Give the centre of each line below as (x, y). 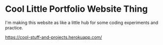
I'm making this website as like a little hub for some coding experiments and (82, 22)
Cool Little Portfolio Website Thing (77, 9)
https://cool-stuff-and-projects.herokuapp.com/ (54, 37)
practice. (14, 27)
